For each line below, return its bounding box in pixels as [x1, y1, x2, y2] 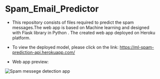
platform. [12, 35, 31, 41]
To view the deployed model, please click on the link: [12, 44, 119, 50]
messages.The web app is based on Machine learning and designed [12, 24, 150, 30]
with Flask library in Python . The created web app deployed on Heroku [12, 30, 155, 35]
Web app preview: [12, 59, 49, 64]
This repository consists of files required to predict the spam [12, 19, 134, 25]
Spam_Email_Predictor [5, 3, 99, 15]
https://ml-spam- [119, 44, 154, 50]
